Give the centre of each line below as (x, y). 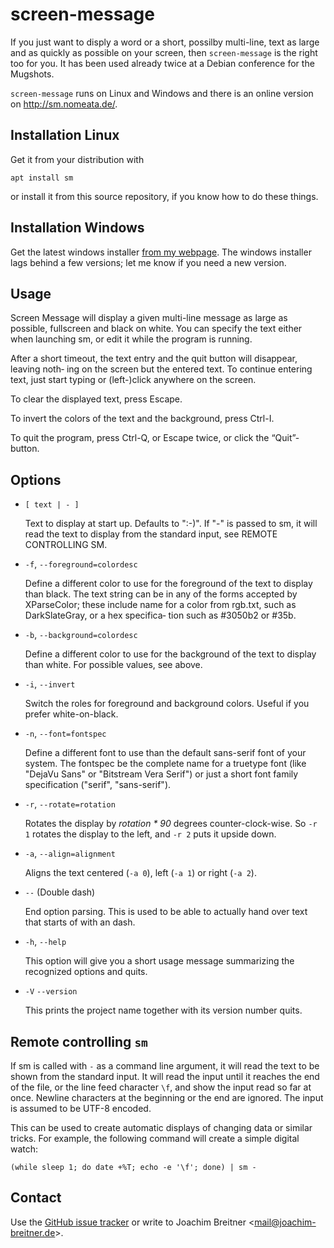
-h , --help (45, 942)
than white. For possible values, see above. (113, 665)
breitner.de (33, 1232)
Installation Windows (77, 228)
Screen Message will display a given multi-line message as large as (149, 318)
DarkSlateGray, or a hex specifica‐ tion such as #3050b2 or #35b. (160, 615)
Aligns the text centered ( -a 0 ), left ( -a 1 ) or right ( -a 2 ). (140, 873)
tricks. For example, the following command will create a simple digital (155, 1138)
